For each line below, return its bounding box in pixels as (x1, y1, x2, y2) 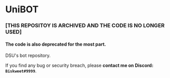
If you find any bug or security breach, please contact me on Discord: (5, 63, 154, 69)
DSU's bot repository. (5, 52, 51, 59)
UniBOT (5, 4, 39, 15)
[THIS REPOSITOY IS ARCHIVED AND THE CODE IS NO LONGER (5, 22, 165, 29)
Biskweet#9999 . (5, 68, 37, 74)
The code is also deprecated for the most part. (5, 41, 107, 47)
